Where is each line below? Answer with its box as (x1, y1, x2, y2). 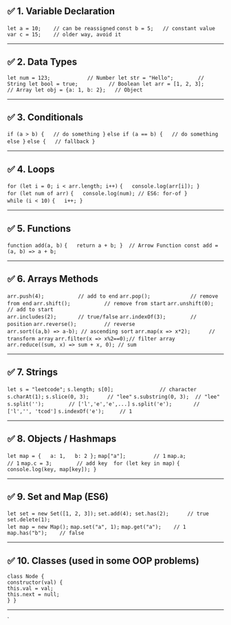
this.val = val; (7, 585, 54, 592)
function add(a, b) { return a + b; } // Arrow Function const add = (7, 242, 219, 250)
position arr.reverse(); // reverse (7, 320, 135, 327)
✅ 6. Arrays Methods (7, 273, 98, 285)
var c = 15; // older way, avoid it (7, 31, 122, 38)
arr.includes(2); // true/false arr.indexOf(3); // (7, 313, 197, 320)
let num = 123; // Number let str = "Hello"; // (7, 74, 205, 81)
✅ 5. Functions (7, 223, 71, 234)
